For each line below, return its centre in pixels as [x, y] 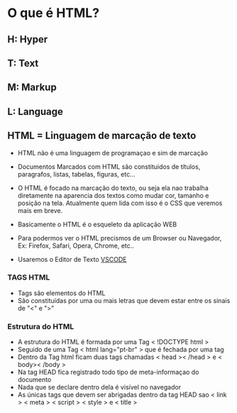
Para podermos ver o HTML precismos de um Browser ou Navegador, [120, 238]
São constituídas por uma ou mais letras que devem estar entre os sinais [124, 300]
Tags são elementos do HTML [61, 293]
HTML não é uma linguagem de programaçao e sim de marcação [112, 153]
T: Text [23, 63]
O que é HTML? [54, 13]
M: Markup [32, 88]
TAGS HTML [29, 277]
